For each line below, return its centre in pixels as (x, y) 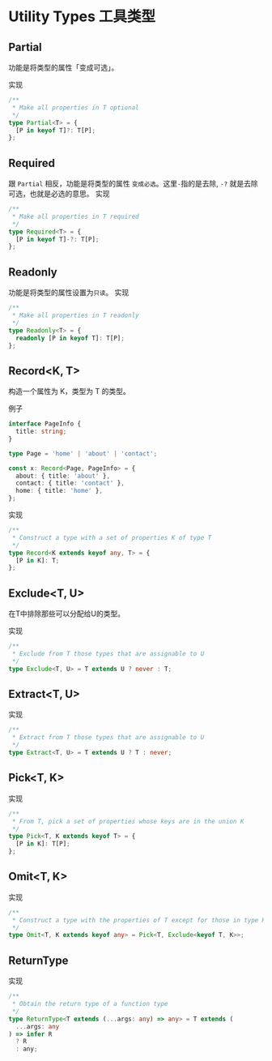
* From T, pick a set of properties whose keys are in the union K (128, 821)
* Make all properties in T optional (75, 107)
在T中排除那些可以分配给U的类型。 (67, 614)
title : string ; (41, 432)
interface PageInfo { (45, 424)
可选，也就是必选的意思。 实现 (59, 194)
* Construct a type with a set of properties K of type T (112, 537)
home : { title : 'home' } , (59, 491)
